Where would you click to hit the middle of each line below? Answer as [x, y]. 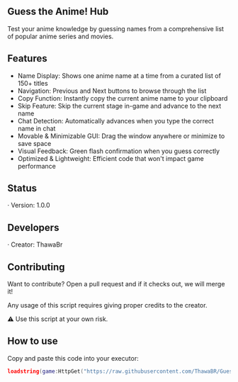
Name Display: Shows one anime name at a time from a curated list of [119, 75]
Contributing [36, 267]
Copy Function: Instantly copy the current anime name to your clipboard [123, 98]
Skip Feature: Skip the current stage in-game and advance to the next [119, 106]
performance [37, 166]
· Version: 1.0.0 [29, 206]
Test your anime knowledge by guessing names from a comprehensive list [116, 28]
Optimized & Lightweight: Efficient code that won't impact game [110, 158]
